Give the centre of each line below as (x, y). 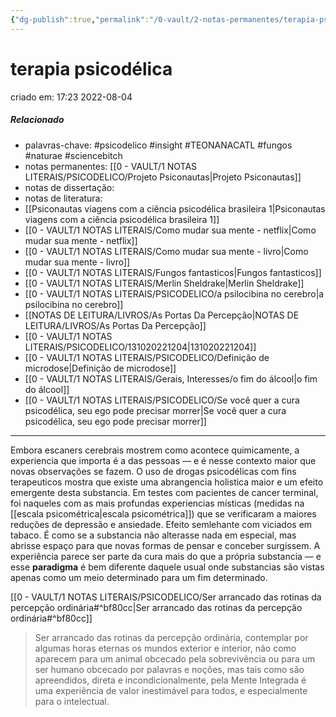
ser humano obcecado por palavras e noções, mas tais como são (169, 669)
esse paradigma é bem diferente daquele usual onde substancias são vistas (167, 567)
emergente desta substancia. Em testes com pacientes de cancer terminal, (164, 492)
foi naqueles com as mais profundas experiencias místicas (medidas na (157, 503)
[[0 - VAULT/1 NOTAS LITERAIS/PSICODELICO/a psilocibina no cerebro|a (174, 293)
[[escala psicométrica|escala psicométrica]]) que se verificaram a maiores (163, 513)
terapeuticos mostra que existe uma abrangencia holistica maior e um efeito (167, 482)
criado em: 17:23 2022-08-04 (71, 97)
